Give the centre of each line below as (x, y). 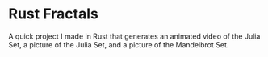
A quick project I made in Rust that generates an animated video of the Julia (134, 36)
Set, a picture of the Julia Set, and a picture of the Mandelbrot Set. (119, 44)
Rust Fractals (53, 14)
